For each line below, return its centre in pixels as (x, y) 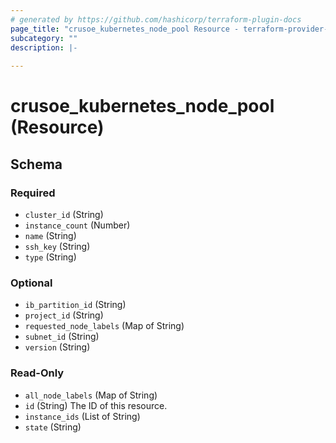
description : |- (44, 47)
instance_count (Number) (77, 225)
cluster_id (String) (64, 214)
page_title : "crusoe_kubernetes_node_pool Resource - (125, 29)
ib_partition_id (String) (75, 305)
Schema (36, 164)
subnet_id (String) (62, 337)
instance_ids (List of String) (82, 416)
